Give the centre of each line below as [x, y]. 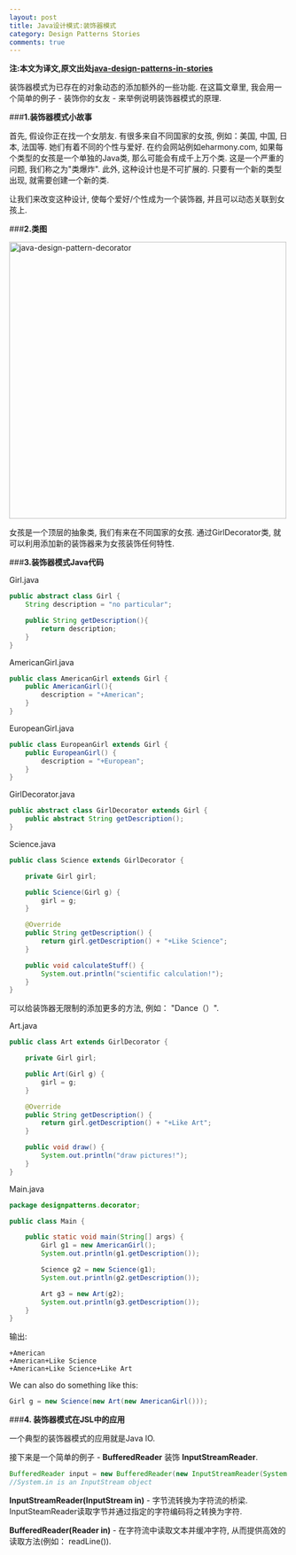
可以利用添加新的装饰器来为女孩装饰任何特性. [92, 544]
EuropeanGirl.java [42, 728]
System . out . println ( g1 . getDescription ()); [121, 1254]
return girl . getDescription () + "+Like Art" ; [127, 1123]
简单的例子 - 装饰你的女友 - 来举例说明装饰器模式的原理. [119, 98]
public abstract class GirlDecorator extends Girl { [109, 811]
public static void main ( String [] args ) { [105, 1237]
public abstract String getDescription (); [105, 819]
